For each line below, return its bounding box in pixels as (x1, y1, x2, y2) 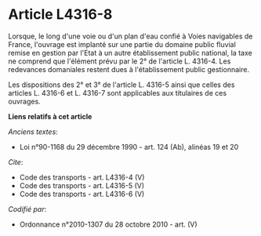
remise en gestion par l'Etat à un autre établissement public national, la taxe (8, 48, 252, 57)
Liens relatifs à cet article (8, 111, 92, 121)
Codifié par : (8, 204, 47, 213)
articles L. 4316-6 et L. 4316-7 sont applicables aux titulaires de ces (8, 88, 227, 97)
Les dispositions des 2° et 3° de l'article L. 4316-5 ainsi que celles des (8, 80, 235, 89)
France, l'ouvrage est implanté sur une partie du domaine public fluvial (8, 39, 237, 49)
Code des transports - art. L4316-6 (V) (19, 189, 145, 198)
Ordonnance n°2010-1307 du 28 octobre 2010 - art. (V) (19, 220, 198, 229)
